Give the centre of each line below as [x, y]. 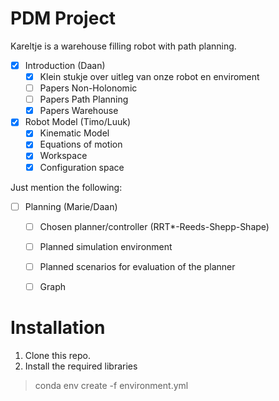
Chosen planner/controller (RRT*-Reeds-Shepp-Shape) [154, 226]
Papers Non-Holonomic [88, 88]
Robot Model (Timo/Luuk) [78, 122]
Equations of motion [81, 144]
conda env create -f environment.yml [111, 385]
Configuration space [82, 167]
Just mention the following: [66, 187]
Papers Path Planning [84, 99]
